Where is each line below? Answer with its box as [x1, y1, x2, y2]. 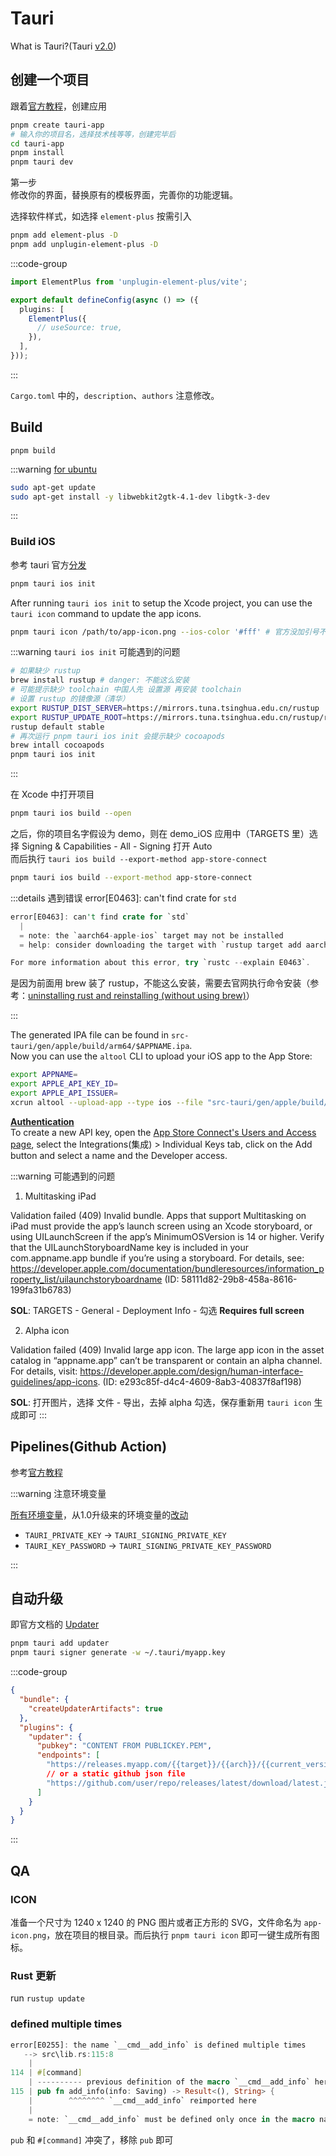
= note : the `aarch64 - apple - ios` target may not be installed [19, 930, 284, 941]
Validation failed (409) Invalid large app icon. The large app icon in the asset [10, 1343, 325, 1356]
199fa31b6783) [10, 1283, 72, 1296]
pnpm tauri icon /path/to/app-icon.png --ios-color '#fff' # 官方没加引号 [10, 627, 320, 637]
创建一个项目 [10, 72, 90, 89]
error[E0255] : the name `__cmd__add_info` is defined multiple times [10, 2040, 307, 2050]
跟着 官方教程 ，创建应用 [10, 100, 107, 112]
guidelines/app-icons [10, 1375, 98, 1387]
